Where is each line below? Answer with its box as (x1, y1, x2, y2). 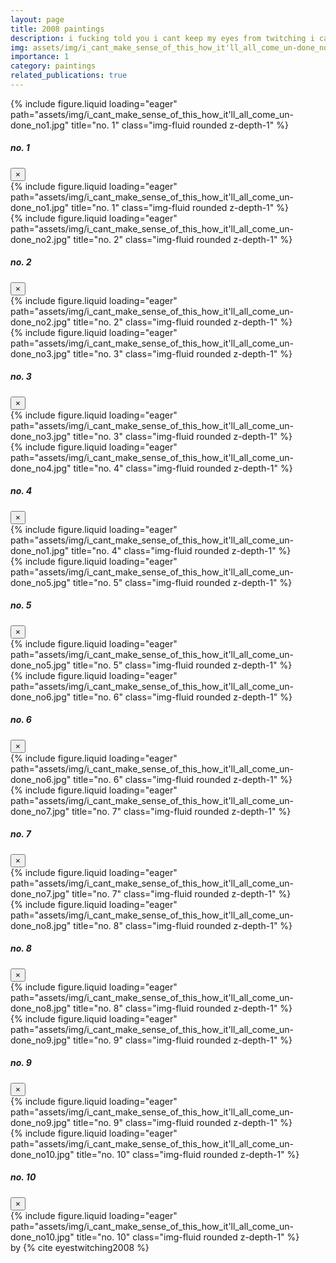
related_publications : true (10, 71, 128, 81)
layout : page (10, 14, 65, 25)
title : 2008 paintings (10, 24, 105, 34)
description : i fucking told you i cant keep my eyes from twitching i (10, 33, 315, 43)
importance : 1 (10, 52, 70, 62)
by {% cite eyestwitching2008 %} (10, 1241, 150, 1253)
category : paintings (10, 61, 97, 71)
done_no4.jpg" (10, 462, 72, 474)
